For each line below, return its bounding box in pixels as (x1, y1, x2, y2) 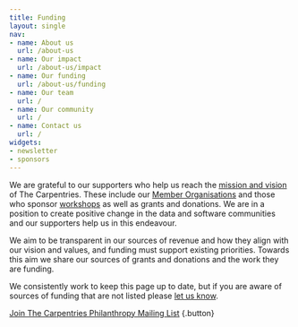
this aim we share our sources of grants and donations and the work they (9, 254, 279, 264)
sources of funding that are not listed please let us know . (9, 290, 219, 301)
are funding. (9, 263, 55, 274)
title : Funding (9, 13, 66, 22)
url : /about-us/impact (17, 64, 102, 73)
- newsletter (9, 146, 58, 155)
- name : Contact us (9, 122, 82, 131)
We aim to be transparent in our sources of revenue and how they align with (9, 235, 289, 245)
